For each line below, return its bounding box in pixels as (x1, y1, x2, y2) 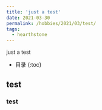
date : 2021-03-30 (6, 15, 50, 21)
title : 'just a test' (6, 9, 61, 15)
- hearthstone (12, 32, 47, 38)
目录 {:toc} (15, 61, 42, 68)
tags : (6, 26, 20, 32)
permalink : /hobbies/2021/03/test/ (6, 20, 97, 26)
